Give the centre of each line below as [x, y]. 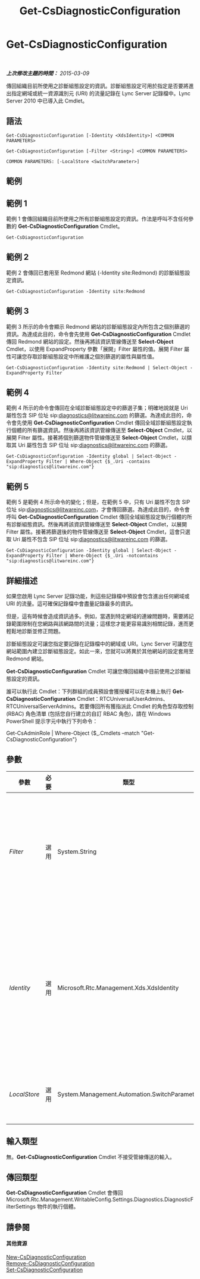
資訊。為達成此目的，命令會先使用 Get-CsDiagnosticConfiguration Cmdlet [99, 334]
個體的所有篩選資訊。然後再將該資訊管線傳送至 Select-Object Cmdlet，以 [101, 431]
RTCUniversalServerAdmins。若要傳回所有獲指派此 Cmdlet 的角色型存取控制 [100, 706]
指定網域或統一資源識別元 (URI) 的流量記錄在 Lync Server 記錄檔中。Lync [101, 93]
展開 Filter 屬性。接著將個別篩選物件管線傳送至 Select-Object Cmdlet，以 [96, 438]
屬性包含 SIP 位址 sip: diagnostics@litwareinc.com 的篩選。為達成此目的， [96, 416]
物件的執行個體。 [58, 1206]
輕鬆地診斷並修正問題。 [35, 631]
